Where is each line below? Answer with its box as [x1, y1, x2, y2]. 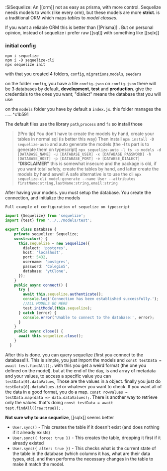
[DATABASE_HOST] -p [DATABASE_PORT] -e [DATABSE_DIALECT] [17, 157, 140, 161]
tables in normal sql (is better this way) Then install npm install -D [17, 136, 155, 142]
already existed [12, 440, 44, 446]
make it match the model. [12, 461, 65, 467]
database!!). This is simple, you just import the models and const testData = [5, 357, 162, 363]
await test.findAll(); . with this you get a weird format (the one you [5, 362, 147, 368]
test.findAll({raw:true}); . [5, 405, 64, 411]
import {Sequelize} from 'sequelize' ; [5, 213, 85, 218]
